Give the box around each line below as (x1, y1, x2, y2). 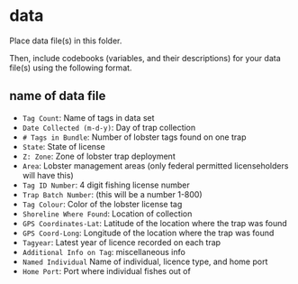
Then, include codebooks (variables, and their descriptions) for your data (9, 52, 281, 63)
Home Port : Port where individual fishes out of (22, 265, 191, 276)
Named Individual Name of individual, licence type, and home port (22, 256, 268, 267)
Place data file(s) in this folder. (9, 35, 122, 46)
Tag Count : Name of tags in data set (22, 112, 155, 123)
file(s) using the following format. (9, 62, 132, 73)
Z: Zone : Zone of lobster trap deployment (22, 151, 176, 161)
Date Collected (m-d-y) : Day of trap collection (22, 122, 196, 133)
